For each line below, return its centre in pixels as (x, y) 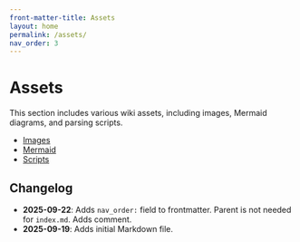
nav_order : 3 (34, 43)
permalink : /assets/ (48, 34)
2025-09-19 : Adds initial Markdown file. (98, 229)
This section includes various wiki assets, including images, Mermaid (138, 113)
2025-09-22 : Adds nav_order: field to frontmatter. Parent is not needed (157, 210)
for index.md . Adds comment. (77, 219)
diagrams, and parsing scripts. (66, 122)
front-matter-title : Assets (63, 18)
